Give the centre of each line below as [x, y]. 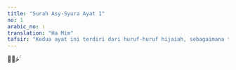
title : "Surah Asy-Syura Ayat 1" [56, 14]
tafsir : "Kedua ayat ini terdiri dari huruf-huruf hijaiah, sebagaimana [116, 40]
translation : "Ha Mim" [40, 33]
